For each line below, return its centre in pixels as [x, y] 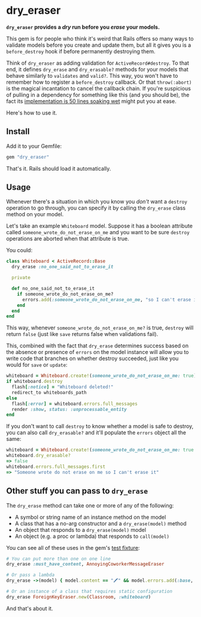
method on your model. [35, 214]
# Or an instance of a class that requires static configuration [89, 591]
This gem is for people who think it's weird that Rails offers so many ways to [100, 38]
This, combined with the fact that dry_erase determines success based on [98, 346]
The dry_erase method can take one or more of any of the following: [90, 505]
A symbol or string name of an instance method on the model [90, 517]
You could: [19, 250]
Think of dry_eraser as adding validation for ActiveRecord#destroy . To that [98, 63]
